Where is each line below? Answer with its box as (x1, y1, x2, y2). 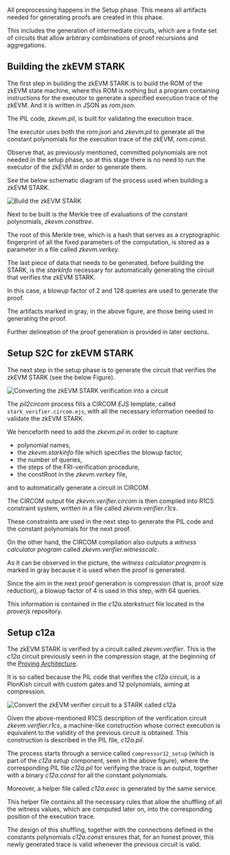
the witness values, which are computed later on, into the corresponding (7, 805, 212, 813)
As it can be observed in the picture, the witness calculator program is (7, 558, 207, 567)
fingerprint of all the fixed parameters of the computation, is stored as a (7, 238, 209, 246)
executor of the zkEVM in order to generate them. (7, 163, 148, 171)
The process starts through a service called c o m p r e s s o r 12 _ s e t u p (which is (7, 749, 215, 757)
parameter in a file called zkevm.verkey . (7, 245, 120, 253)
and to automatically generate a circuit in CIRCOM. (7, 483, 150, 492)
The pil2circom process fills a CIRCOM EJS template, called (7, 400, 176, 408)
